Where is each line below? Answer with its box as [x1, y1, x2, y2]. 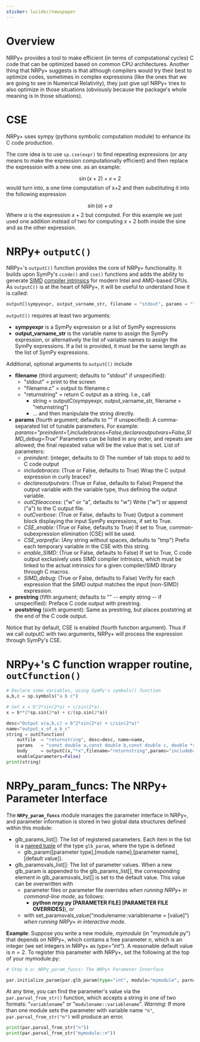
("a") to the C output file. [23, 505, 85, 512]
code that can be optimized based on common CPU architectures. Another [6, 60, 189, 67]
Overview [6, 34, 55, 48]
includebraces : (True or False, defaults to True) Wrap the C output [23, 467, 186, 474]
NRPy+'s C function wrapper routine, [6, 658, 192, 671]
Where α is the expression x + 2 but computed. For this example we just [6, 211, 183, 218]
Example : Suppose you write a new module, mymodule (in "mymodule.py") [6, 929, 191, 937]
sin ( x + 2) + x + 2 [79, 175, 121, 182]
